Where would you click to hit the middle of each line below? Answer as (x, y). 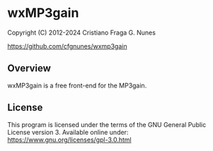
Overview (29, 68)
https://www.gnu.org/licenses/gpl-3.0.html (70, 140)
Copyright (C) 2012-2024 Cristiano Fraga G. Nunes (81, 32)
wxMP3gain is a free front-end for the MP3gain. (77, 85)
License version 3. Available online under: (68, 132)
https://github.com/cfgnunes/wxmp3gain (67, 46)
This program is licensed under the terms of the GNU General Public (107, 124)
